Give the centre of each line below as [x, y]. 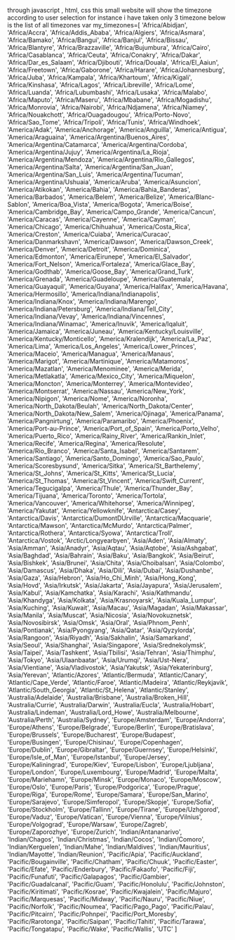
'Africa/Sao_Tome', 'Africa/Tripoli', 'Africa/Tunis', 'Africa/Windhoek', [104, 122]
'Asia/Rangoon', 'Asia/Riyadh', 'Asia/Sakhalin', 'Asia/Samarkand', [100, 638]
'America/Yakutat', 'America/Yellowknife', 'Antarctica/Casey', [94, 510]
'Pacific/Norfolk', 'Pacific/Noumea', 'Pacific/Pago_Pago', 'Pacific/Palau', [111, 907]
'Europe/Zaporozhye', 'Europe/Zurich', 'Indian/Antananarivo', [95, 832]
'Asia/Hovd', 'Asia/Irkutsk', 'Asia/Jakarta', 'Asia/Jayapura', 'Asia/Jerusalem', [115, 585]
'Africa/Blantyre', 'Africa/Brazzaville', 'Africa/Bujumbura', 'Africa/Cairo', [109, 47]
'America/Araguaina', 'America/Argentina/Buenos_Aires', [88, 137]
